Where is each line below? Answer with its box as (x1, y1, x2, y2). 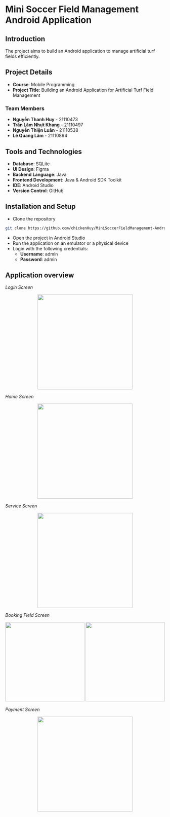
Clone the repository (12, 215, 56, 221)
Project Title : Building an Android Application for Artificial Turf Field (12, 87, 154, 93)
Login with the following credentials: (12, 245, 89, 251)
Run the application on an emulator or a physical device (12, 240, 129, 246)
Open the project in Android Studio (12, 235, 86, 241)
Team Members (5, 105, 45, 112)
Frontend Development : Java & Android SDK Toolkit (12, 176, 122, 183)
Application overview (5, 271, 74, 279)
